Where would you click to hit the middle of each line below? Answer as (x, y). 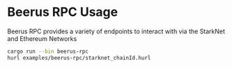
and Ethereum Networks (42, 38)
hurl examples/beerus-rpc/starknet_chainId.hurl (79, 58)
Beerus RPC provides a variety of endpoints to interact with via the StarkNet (116, 31)
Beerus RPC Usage (63, 12)
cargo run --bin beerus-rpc (48, 51)
